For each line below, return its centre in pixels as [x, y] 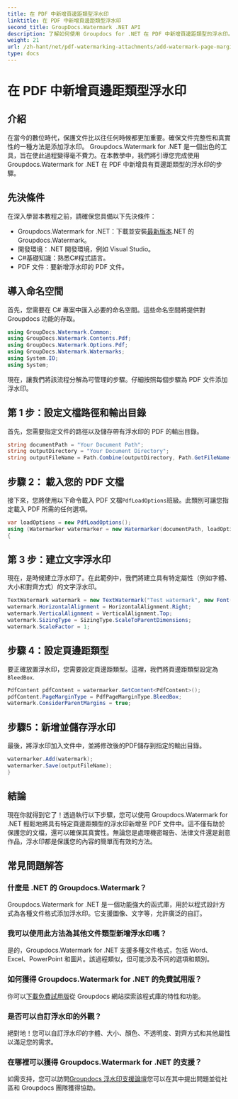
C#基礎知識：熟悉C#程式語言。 [63, 258]
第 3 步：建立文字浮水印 [59, 560]
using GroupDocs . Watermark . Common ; [60, 332]
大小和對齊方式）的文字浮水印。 [54, 587]
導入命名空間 [35, 291]
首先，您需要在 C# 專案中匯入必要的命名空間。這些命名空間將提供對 [106, 310]
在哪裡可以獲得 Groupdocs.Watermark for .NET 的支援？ [105, 1062]
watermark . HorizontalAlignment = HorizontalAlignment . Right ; [100, 607]
